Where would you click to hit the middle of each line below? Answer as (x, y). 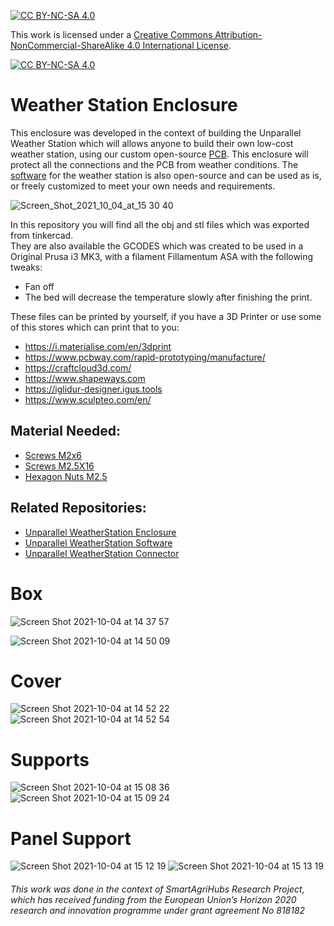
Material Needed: (65, 431)
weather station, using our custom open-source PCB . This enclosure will (159, 154)
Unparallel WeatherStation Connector (102, 553)
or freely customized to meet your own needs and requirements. (143, 186)
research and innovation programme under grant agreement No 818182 (158, 910)
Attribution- (238, 34)
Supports (50, 759)
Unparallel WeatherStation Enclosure (100, 532)
